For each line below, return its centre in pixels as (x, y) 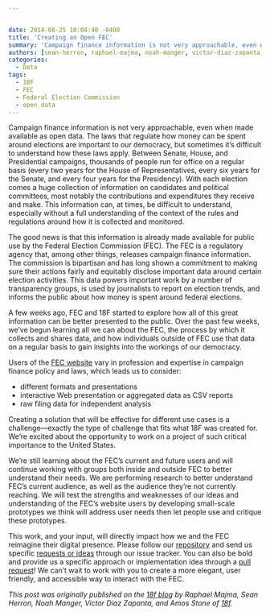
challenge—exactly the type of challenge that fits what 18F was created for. (133, 428)
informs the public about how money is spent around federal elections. (125, 297)
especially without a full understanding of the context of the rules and (124, 213)
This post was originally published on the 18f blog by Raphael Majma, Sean (133, 595)
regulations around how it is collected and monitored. (96, 221)
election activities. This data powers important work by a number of (120, 280)
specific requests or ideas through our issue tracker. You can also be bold (131, 553)
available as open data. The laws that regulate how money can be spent (127, 136)
